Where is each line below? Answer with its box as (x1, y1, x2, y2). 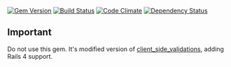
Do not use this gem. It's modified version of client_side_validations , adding (7, 45, 224, 53)
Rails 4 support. (7, 52, 53, 60)
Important (7, 26, 52, 38)
